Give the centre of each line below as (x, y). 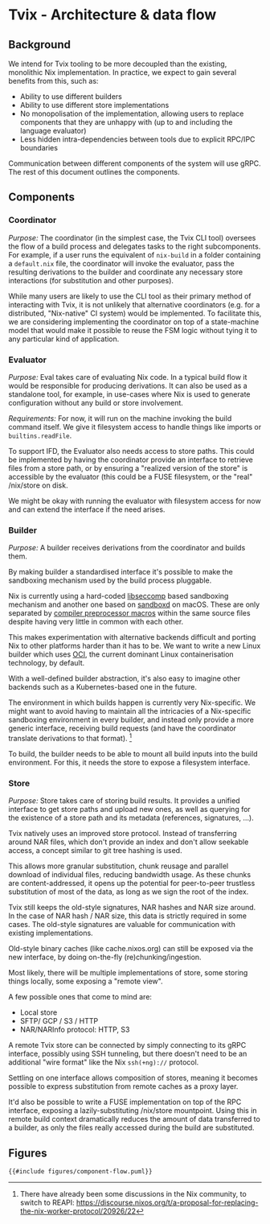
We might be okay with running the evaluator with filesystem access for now (135, 501)
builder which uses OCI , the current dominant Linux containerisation (121, 654)
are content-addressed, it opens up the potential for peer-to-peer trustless (132, 884)
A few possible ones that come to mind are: (80, 997)
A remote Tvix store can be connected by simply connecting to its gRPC (127, 1045)
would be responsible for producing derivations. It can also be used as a (128, 385)
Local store (39, 1012)
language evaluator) (53, 131)
